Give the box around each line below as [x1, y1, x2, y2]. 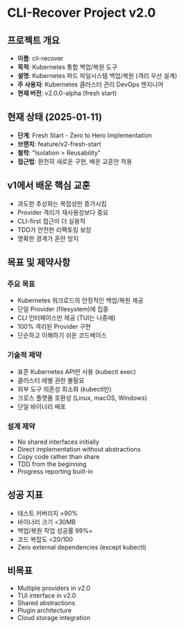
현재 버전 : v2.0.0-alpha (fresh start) [17, 89, 117, 97]
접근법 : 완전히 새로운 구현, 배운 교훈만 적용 [17, 157, 133, 165]
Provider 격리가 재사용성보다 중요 [17, 208, 109, 217]
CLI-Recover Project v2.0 [7, 5, 156, 21]
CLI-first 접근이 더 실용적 [17, 217, 85, 225]
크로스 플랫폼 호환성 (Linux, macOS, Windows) [17, 394, 148, 402]
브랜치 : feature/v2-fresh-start [17, 139, 101, 148]
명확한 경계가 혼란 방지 [17, 234, 79, 242]
